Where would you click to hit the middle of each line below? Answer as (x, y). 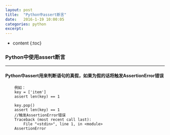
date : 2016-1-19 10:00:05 (35, 19)
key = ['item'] (30, 92)
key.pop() (25, 105)
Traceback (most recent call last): (53, 119)
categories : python (26, 24)
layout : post (19, 10)
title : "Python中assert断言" (36, 15)
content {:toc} (27, 43)
